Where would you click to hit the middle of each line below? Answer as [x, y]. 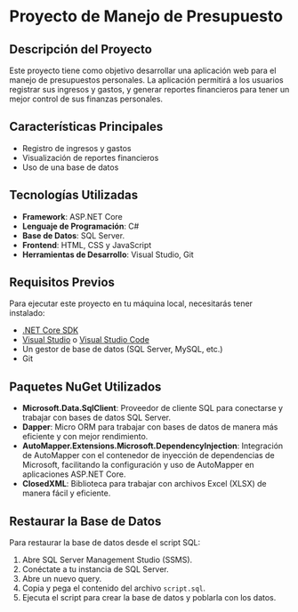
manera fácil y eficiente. [66, 493]
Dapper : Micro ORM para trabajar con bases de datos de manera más [150, 427]
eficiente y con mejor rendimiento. [85, 437]
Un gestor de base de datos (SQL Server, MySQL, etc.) [122, 350]
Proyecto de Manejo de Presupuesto [146, 16]
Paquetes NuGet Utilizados [85, 387]
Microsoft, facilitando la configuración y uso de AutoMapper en [138, 465]
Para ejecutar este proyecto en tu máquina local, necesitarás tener [131, 303]
